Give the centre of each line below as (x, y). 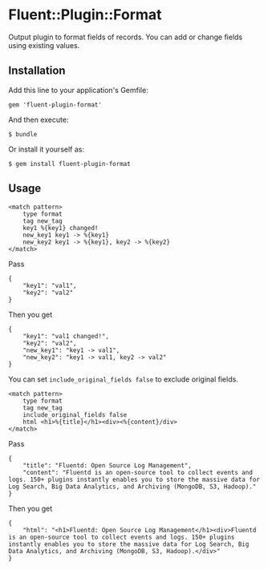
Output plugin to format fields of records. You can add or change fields (126, 37)
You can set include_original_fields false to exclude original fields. (123, 379)
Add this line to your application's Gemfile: (78, 90)
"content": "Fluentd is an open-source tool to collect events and (138, 472)
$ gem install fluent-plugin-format (69, 164)
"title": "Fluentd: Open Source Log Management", (108, 465)
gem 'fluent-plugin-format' (55, 105)
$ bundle (23, 134)
